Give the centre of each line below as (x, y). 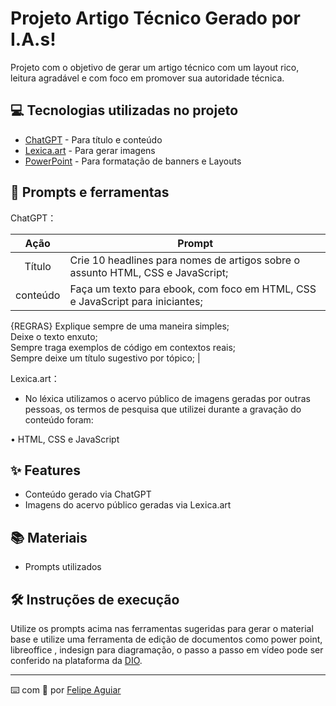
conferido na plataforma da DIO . (76, 660)
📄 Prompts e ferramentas (90, 192)
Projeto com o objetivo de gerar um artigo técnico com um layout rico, (155, 67)
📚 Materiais (49, 537)
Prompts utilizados (63, 567)
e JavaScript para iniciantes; (136, 301)
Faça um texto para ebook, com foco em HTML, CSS (193, 289)
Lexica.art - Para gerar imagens (90, 150)
